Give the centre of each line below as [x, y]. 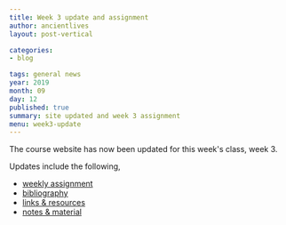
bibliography [45, 193]
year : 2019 [29, 83]
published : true [39, 108]
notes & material [52, 212]
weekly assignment [57, 184]
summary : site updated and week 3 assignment [95, 116]
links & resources [54, 203]
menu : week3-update [45, 124]
